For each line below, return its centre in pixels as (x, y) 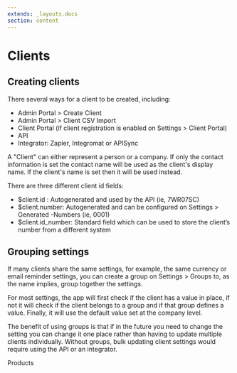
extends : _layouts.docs (43, 14)
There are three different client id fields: (66, 185)
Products (21, 363)
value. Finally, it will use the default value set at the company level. (105, 313)
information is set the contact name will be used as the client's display (110, 164)
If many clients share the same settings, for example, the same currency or (117, 269)
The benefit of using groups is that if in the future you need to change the (115, 327)
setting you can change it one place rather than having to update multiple (115, 334)
